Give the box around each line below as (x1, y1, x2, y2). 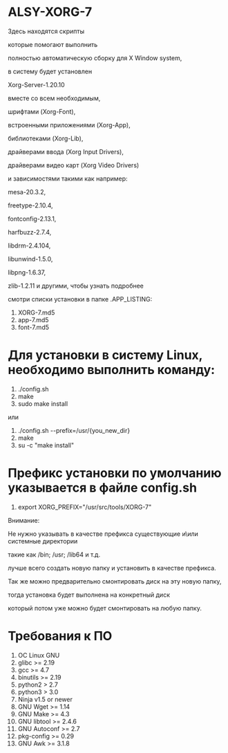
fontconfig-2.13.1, (8, 214, 57, 223)
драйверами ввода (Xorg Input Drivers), (8, 147, 124, 156)
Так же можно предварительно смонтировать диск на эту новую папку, (8, 577, 222, 585)
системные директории (8, 537, 78, 545)
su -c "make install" (17, 440, 75, 449)
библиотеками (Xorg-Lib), (8, 134, 84, 142)
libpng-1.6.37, (8, 268, 46, 277)
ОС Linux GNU (17, 651, 60, 659)
